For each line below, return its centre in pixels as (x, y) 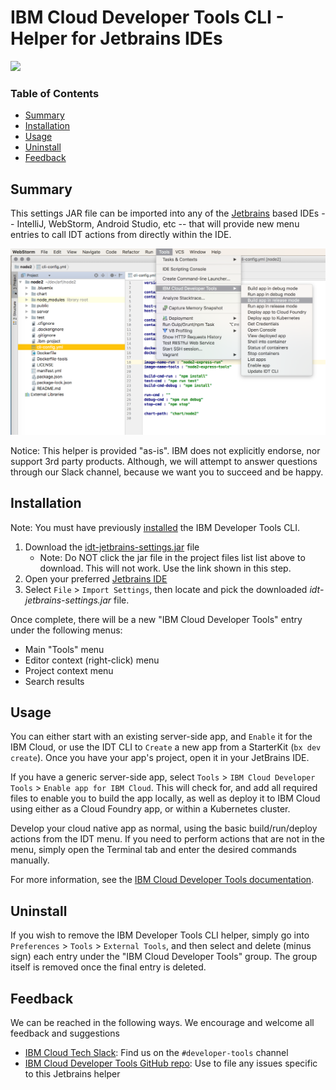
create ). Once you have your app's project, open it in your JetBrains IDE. (160, 758)
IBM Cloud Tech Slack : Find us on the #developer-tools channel (156, 1053)
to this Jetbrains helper (72, 1074)
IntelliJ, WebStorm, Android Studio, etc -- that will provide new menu (158, 224)
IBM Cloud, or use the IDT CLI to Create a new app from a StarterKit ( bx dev (166, 747)
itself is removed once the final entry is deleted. (108, 967)
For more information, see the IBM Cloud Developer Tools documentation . (162, 880)
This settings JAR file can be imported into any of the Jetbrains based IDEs (165, 213)
